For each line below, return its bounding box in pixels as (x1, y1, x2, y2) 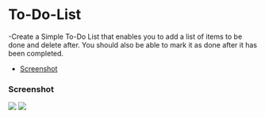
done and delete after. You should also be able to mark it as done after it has (8, 40, 258, 49)
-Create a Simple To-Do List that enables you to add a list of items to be (8, 32, 243, 41)
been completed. (8, 48, 64, 58)
